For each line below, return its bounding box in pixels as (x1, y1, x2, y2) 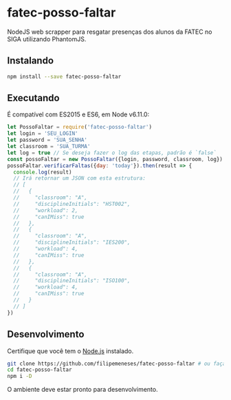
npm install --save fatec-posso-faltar (7, 73, 122, 80)
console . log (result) (13, 169, 72, 176)
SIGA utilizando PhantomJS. (7, 34, 87, 43)
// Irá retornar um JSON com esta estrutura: (13, 175, 146, 182)
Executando (7, 92, 60, 104)
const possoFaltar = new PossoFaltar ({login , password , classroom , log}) (7, 156, 223, 162)
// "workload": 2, (13, 207, 78, 214)
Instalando (7, 55, 54, 67)
